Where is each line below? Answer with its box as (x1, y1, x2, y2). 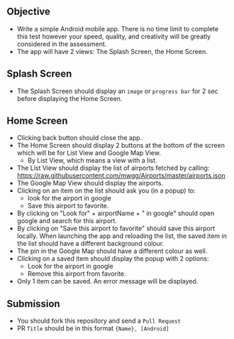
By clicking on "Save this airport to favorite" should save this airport (16, 224, 216, 233)
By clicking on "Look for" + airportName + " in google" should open (16, 209, 215, 217)
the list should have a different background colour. (16, 240, 165, 248)
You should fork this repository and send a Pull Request (16, 316, 182, 325)
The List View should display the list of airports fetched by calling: (16, 163, 210, 173)
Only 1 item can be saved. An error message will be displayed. (16, 277, 199, 286)
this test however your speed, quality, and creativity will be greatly (16, 32, 211, 41)
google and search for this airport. (16, 217, 118, 225)
